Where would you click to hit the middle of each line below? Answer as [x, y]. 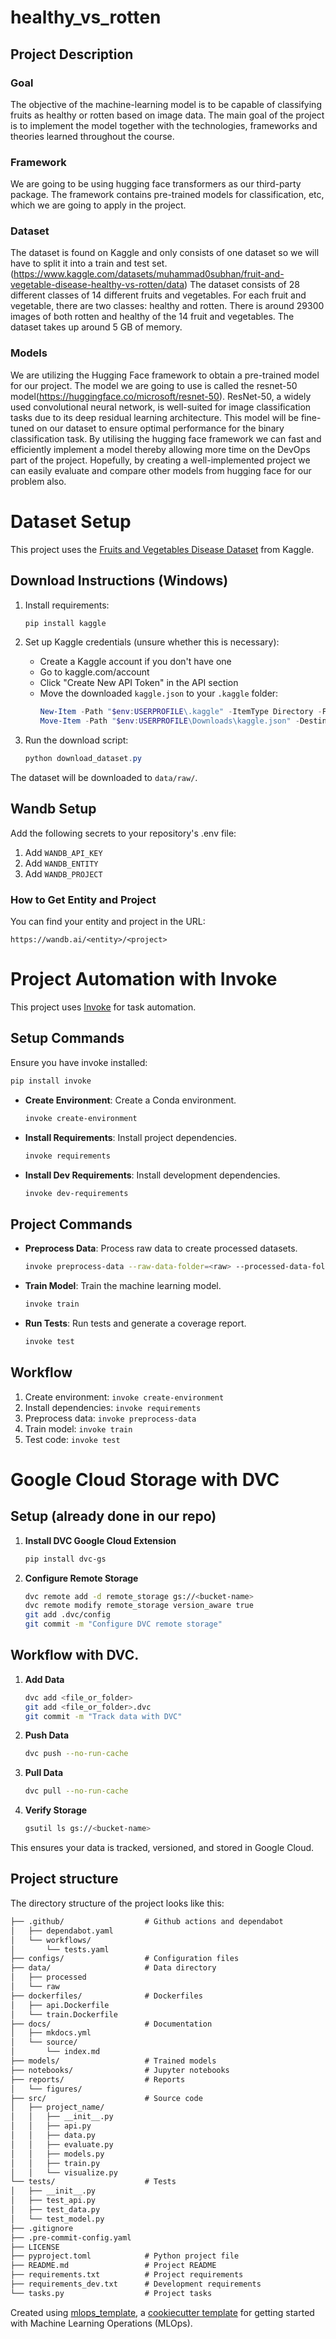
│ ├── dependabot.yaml [62, 1931]
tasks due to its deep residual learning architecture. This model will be [154, 417]
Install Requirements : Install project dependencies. [131, 1137]
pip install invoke [51, 1081]
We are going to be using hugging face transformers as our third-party [156, 184]
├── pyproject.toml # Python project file [125, 2256]
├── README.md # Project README [113, 2266]
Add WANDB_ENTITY [61, 863]
